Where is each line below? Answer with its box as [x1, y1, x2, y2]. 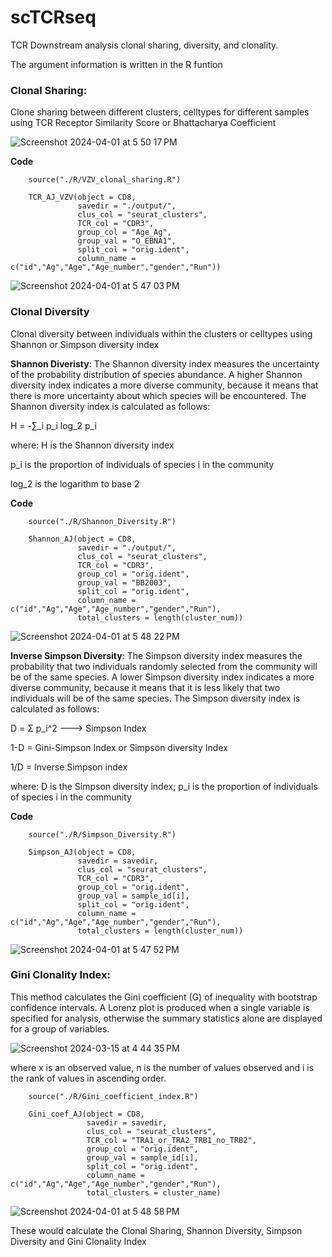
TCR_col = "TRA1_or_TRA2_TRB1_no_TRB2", [86, 1135, 257, 1145]
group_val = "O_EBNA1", [77, 236, 177, 246]
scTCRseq [10, 6, 97, 29]
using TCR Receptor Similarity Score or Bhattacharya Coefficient [10, 117, 277, 129]
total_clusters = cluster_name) [86, 1187, 222, 1198]
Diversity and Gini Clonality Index [10, 1235, 147, 1247]
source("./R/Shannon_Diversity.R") [28, 516, 177, 526]
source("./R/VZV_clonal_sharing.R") [28, 175, 182, 185]
